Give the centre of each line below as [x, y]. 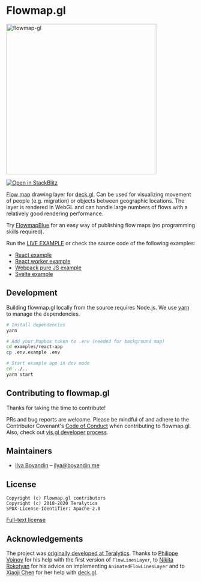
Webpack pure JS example [48, 268]
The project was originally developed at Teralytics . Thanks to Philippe [92, 553]
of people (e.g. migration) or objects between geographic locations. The [95, 201]
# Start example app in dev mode [48, 363]
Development [32, 293]
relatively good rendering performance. [55, 213]
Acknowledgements [45, 539]
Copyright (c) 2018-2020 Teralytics [52, 504]
